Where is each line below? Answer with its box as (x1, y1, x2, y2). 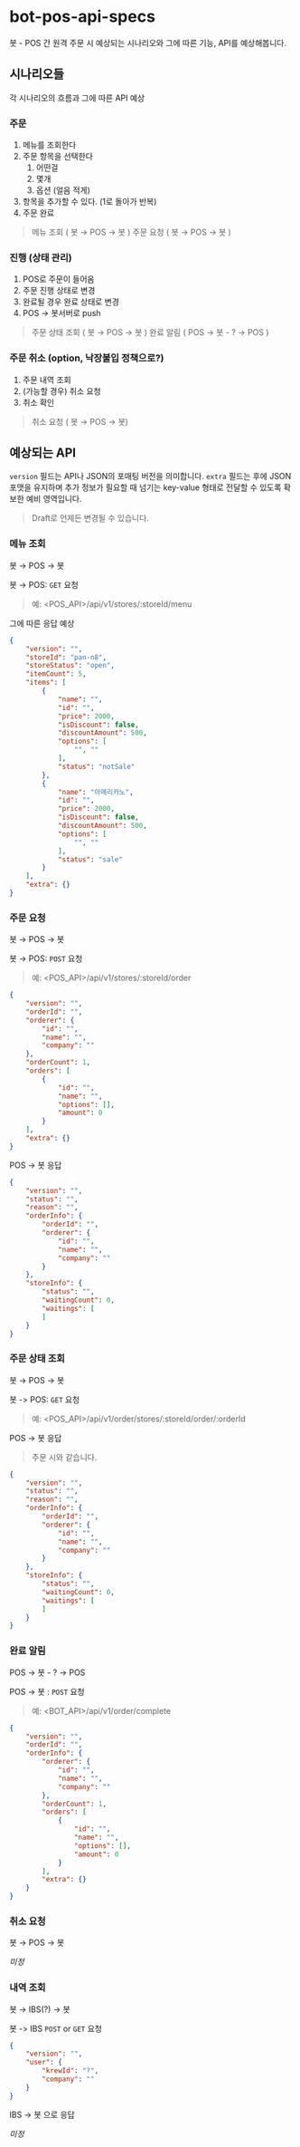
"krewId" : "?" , (42, 2066, 99, 2075)
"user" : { (25, 2058, 63, 2067)
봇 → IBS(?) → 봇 (9, 2004, 70, 2015)
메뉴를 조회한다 (22, 140, 77, 150)
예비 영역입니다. (25, 494, 82, 505)
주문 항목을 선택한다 (22, 151, 93, 162)
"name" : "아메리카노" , (57, 787, 134, 796)
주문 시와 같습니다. (31, 1451, 98, 1462)
